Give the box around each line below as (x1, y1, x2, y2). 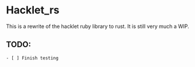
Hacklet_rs (6, 3, 60, 17)
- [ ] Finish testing (6, 55, 59, 61)
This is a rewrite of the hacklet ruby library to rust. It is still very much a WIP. (6, 23, 190, 30)
